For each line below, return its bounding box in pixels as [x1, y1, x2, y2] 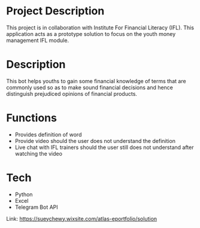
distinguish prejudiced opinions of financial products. [6, 90, 138, 97]
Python [14, 190, 33, 198]
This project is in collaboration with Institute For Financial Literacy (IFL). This [6, 24, 195, 31]
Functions [6, 111, 57, 125]
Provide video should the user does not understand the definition [14, 137, 175, 144]
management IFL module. [6, 37, 69, 44]
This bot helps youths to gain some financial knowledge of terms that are [6, 77, 187, 84]
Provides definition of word [14, 130, 82, 138]
